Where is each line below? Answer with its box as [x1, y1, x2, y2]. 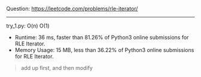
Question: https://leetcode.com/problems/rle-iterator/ [6, 5, 138, 12]
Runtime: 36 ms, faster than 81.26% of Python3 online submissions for [14, 34, 189, 41]
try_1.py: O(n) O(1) [6, 22, 50, 29]
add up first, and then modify [20, 64, 93, 71]
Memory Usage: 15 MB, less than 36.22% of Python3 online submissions [14, 47, 194, 53]
